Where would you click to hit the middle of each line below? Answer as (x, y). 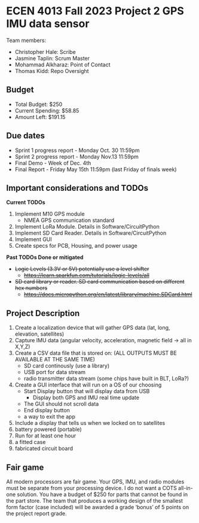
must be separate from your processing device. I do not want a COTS (92, 488)
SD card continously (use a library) (67, 366)
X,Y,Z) (22, 347)
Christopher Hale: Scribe (45, 51)
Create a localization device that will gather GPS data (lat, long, (92, 328)
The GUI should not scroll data (61, 404)
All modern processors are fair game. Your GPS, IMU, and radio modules (95, 482)
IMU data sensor (48, 24)
